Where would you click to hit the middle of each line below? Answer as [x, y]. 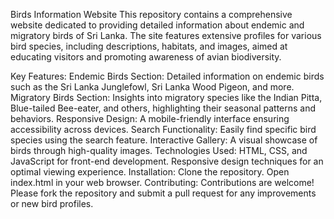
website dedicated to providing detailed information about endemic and [157, 25]
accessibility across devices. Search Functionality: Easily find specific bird [163, 129]
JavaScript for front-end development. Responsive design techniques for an [167, 161]
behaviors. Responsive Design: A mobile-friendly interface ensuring [150, 118]
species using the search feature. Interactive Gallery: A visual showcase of [164, 140]
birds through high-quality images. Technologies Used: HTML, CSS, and [159, 150]
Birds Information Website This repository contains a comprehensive [151, 14]
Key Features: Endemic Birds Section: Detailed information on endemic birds [167, 76]
